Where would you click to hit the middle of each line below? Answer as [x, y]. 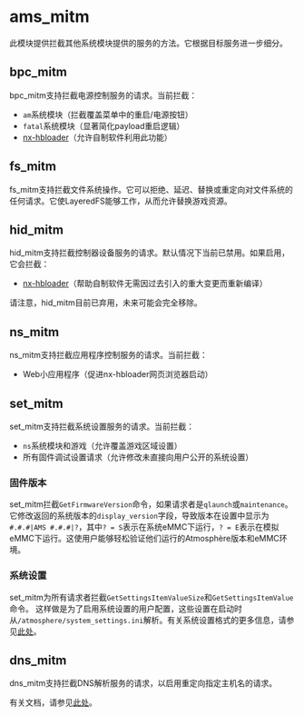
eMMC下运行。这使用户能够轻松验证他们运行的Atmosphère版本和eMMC [144, 539]
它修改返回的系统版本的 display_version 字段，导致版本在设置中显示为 [139, 516]
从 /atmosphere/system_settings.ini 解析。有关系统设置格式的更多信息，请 [148, 620]
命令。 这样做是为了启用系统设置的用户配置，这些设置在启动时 [126, 608]
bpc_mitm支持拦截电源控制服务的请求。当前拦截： [103, 95]
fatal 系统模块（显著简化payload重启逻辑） [103, 125]
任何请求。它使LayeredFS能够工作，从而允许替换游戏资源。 [121, 201]
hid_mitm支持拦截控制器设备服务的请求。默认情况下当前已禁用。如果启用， [150, 253]
